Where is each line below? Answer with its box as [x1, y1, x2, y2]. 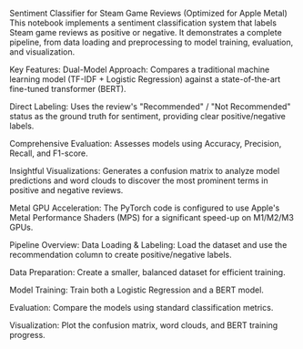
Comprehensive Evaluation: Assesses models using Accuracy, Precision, [9, 139, 282, 149]
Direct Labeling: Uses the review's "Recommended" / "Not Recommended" [9, 101, 291, 112]
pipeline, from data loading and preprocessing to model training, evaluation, [9, 36, 294, 47]
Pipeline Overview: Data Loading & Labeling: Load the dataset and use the [9, 240, 288, 250]
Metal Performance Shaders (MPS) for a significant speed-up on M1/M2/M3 [9, 212, 294, 222]
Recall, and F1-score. [9, 148, 88, 159]
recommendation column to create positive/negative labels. [9, 250, 232, 260]
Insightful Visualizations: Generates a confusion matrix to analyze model [9, 166, 280, 176]
